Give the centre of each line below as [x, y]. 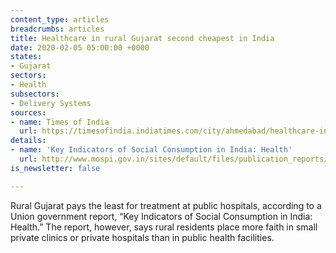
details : [28, 141]
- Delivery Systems [51, 103]
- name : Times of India [60, 122]
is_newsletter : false [55, 168]
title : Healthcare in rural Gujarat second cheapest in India [142, 38]
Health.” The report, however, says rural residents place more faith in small [164, 227]
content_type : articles [60, 19]
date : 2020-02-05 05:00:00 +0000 [80, 47]
